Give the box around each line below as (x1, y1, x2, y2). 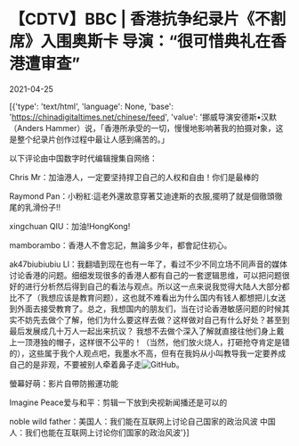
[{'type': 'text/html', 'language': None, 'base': (9, 101, 174, 111)
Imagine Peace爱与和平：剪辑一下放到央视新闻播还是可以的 (9, 397, 228, 408)
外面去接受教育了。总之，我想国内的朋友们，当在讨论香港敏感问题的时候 (16, 303, 282, 314)
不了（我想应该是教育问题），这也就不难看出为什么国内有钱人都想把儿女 (16, 292, 279, 302)
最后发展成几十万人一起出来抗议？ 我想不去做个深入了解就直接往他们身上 (9, 326, 277, 336)
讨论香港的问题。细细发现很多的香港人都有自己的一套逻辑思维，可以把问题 (9, 269, 282, 280)
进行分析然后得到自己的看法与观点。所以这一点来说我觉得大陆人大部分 (24, 281, 282, 292)
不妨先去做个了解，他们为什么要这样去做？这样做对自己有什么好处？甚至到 (16, 314, 290, 325)
